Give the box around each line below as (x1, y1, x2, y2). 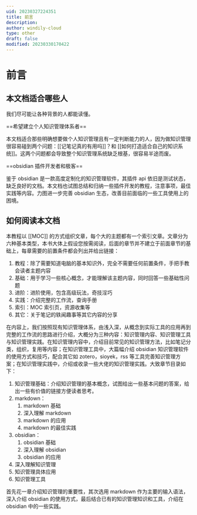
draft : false (6, 36, 38, 42)
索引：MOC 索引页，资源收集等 (14, 304, 91, 311)
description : (6, 19, 38, 25)
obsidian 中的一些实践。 (6, 503, 64, 510)
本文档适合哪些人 (6, 93, 68, 103)
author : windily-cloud (6, 25, 62, 31)
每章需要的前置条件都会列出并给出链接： (21, 247, 119, 254)
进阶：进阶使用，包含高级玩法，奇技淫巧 (14, 289, 113, 296)
